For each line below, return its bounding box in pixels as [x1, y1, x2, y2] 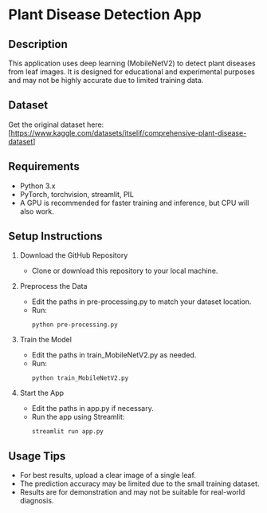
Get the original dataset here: [8, 120, 104, 129]
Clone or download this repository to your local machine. [31, 266, 218, 276]
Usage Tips [8, 449, 66, 463]
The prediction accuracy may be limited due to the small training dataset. [19, 479, 260, 488]
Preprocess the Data [19, 282, 88, 291]
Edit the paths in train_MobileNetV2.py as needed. [31, 350, 197, 360]
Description [8, 37, 68, 51]
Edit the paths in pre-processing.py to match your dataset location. [31, 297, 252, 306]
